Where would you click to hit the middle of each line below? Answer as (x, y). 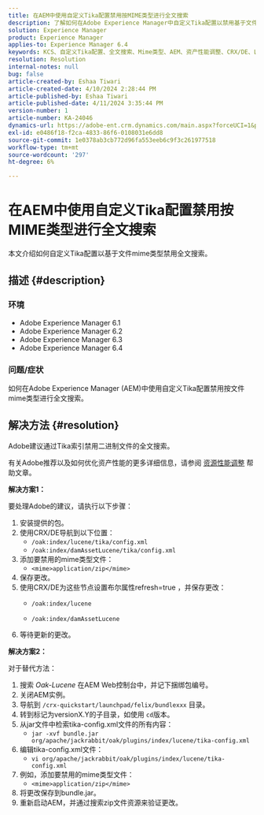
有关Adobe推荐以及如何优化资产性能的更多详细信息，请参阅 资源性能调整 (126, 463)
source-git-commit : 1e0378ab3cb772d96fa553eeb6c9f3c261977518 (112, 140)
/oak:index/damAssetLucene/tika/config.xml (104, 550)
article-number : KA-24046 (50, 118)
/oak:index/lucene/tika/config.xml (89, 542)
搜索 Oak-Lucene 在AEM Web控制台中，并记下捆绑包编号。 (116, 685)
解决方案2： (27, 651)
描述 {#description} (57, 281)
